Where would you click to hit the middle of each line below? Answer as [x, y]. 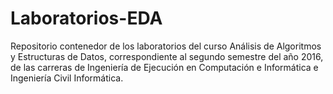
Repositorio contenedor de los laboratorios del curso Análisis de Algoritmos [166, 46]
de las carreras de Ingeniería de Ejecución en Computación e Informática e [164, 67]
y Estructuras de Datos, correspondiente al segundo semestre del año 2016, [167, 56]
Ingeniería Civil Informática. [67, 78]
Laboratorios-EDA [86, 18]
